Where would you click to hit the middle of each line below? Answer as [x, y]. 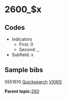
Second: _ [29, 49]
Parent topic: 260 [22, 91]
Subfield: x [22, 55]
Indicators [22, 39]
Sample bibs [24, 70]
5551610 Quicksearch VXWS [33, 81]
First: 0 [26, 44]
